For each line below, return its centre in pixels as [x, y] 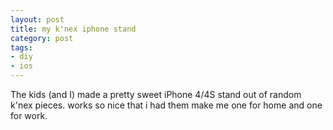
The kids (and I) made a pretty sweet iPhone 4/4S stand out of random [156, 94]
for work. [29, 115]
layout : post [37, 19]
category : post [42, 38]
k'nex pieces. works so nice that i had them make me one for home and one [166, 105]
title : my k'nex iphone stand [73, 29]
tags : [21, 47]
